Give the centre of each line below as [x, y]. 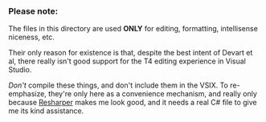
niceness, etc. [31, 37]
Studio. [20, 70]
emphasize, [27, 94]
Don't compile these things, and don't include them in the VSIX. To [119, 85]
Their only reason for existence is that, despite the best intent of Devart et [131, 53]
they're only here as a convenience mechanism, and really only [152, 94]
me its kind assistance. [46, 111]
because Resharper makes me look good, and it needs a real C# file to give [133, 103]
